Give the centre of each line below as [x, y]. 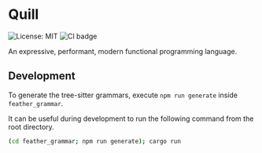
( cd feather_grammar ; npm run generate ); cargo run [94, 141]
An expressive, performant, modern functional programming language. [123, 51]
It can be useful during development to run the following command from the [131, 118]
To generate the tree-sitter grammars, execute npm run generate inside [123, 95]
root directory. [31, 126]
